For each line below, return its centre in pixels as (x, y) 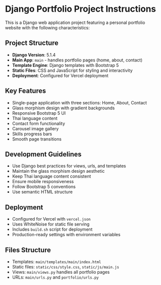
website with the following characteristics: (48, 27)
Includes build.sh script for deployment (52, 229)
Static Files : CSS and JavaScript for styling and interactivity (72, 70)
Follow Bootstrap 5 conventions (44, 187)
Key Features (26, 91)
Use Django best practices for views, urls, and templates (69, 166)
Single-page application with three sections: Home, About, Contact (80, 102)
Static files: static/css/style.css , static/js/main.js (66, 267)
